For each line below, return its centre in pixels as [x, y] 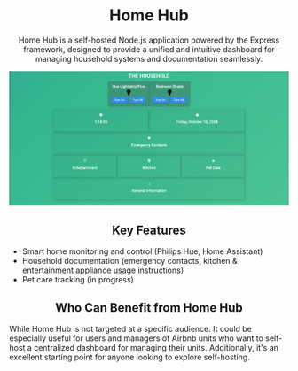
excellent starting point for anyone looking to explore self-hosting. [129, 357]
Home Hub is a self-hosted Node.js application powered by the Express [149, 40]
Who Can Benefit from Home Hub [149, 308]
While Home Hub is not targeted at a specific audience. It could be [131, 329]
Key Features [149, 230]
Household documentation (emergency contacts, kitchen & [129, 261]
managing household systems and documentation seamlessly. [149, 58]
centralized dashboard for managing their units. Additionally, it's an [157, 348]
